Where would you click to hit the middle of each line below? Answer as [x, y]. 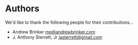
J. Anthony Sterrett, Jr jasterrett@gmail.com [57, 37]
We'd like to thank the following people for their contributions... [69, 22]
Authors [22, 9]
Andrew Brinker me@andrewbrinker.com [54, 32]
